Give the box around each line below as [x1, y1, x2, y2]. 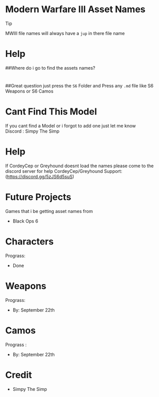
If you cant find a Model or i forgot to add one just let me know [5, 123, 136, 129]
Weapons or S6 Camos [5, 88, 54, 95]
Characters [5, 236, 54, 248]
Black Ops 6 [12, 218, 39, 224]
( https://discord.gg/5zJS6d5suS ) [5, 173, 75, 179]
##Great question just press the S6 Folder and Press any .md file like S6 [5, 83, 154, 89]
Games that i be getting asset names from [5, 208, 93, 214]
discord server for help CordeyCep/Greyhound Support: [5, 168, 122, 174]
